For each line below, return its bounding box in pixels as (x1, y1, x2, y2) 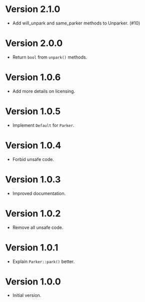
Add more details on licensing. (12, 88, 75, 94)
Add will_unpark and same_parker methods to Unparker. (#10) (12, 20, 140, 26)
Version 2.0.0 (5, 37, 63, 49)
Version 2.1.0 (5, 3, 60, 15)
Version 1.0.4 (5, 139, 61, 151)
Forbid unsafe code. (12, 156, 54, 162)
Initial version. (12, 292, 41, 298)
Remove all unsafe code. (12, 224, 63, 230)
